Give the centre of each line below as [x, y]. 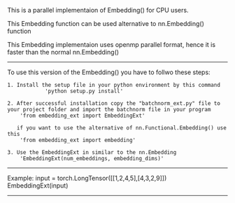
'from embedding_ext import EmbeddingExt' [83, 115]
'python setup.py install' [84, 91]
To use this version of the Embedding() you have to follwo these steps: [109, 72]
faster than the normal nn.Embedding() [63, 52]
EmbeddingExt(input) [38, 185]
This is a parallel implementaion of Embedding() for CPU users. [98, 10]
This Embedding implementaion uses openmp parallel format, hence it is [111, 44]
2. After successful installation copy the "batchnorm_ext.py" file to [114, 104]
